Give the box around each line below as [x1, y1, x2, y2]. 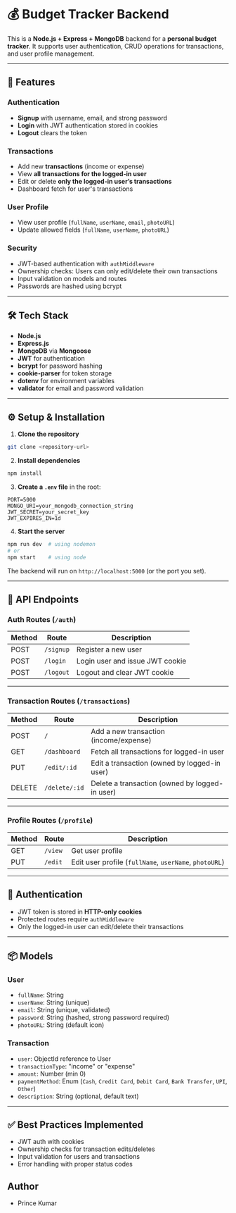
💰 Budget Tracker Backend [7, 6, 170, 23]
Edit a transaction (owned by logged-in [91, 758, 221, 768]
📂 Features [7, 76, 55, 89]
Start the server [17, 527, 65, 535]
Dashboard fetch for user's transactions [17, 185, 133, 193]
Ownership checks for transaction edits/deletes [17, 1145, 156, 1153]
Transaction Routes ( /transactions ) [7, 696, 131, 706]
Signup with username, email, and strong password [17, 113, 167, 122]
